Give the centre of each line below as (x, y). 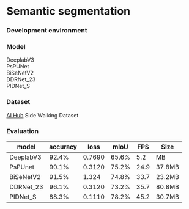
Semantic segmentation (69, 11)
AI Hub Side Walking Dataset (43, 115)
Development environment (47, 31)
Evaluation (22, 131)
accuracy (63, 147)
